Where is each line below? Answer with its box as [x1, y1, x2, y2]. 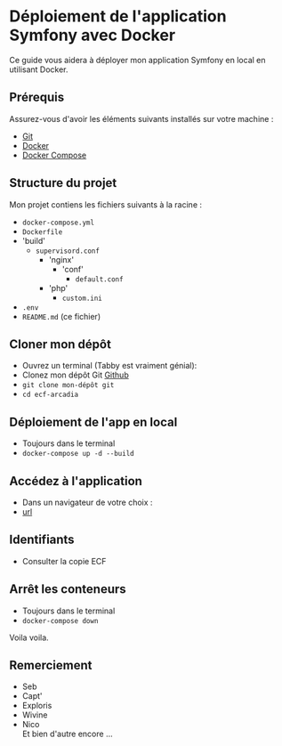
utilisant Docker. [9, 64, 68, 75]
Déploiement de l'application [9, 6, 227, 27]
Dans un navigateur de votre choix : [21, 497, 153, 507]
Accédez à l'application [9, 474, 142, 489]
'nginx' [48, 254, 74, 264]
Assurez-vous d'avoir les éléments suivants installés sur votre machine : [9, 113, 274, 124]
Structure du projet [9, 175, 117, 191]
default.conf [75, 274, 124, 284]
